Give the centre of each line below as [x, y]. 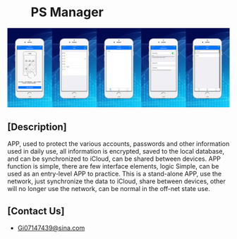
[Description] [37, 127]
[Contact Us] [36, 211]
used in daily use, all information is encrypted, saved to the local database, [116, 152]
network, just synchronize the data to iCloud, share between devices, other [116, 181]
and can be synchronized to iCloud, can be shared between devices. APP [114, 159]
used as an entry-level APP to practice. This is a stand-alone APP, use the [115, 174]
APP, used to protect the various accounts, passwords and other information [119, 144]
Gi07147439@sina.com [51, 228]
